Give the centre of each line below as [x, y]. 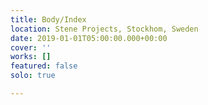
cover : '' [31, 47]
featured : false [44, 66]
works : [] [31, 57]
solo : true [33, 76]
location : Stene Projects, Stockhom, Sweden [104, 29]
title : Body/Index [48, 19]
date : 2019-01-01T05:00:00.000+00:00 [89, 38]
